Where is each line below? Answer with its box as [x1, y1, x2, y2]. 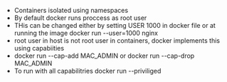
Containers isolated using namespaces [14, 6, 129, 14]
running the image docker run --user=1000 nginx [14, 29, 159, 37]
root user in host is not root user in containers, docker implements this [14, 36, 221, 45]
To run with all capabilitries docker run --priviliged [14, 67, 162, 75]
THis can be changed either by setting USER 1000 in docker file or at [14, 21, 216, 29]
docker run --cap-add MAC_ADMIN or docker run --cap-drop [14, 51, 195, 60]
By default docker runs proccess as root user [14, 14, 147, 22]
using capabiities [14, 44, 65, 52]
